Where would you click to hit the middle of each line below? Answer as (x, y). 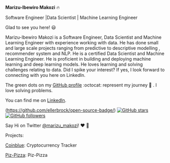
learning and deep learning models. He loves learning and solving (74, 64)
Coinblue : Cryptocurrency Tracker (41, 145)
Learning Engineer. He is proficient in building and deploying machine (78, 59)
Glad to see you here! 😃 (31, 27)
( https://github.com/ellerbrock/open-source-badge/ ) (61, 110)
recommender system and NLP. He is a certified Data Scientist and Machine (85, 53)
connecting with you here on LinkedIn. (45, 75)
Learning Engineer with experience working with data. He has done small (82, 43)
